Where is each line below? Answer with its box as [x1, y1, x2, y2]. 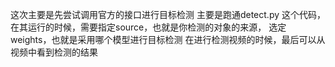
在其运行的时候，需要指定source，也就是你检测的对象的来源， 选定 [10, 21, 287, 33]
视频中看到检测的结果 [10, 46, 98, 58]
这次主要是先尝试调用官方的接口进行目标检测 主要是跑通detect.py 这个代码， [10, 9, 326, 20]
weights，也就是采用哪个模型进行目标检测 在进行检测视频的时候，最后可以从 [10, 34, 326, 45]
